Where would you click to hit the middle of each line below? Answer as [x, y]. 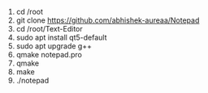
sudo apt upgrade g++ [54, 46]
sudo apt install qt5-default [61, 37]
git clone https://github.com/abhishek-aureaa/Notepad [108, 20]
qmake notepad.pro [49, 55]
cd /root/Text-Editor [49, 29]
